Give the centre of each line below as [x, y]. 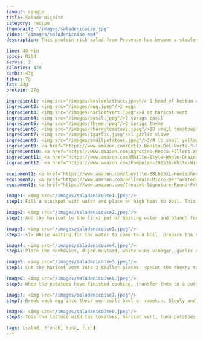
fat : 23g [17, 85]
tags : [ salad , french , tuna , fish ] [51, 328]
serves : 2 [19, 62]
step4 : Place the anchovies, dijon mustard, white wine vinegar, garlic [100, 251]
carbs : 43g [20, 73]
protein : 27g [23, 90]
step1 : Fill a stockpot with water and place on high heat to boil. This [101, 202]
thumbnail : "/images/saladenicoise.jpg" [58, 29]
